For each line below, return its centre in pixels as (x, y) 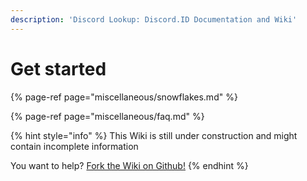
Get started (58, 68)
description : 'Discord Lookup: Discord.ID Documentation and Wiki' (154, 19)
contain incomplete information (74, 146)
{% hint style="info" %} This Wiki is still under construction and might (154, 135)
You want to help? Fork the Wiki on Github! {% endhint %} (129, 165)
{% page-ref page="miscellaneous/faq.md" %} (107, 116)
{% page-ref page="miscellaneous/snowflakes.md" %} (124, 97)
